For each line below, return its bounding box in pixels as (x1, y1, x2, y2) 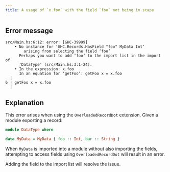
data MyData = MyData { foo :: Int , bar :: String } (5, 136, 120, 142)
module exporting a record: (5, 117, 63, 124)
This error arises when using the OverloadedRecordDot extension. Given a (5, 112, 158, 118)
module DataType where (5, 127, 54, 133)
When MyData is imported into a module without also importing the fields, (5, 146, 158, 152)
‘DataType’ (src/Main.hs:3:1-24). (18, 62, 93, 67)
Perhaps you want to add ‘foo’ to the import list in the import (18, 53, 161, 59)
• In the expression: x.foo (14, 67, 74, 72)
